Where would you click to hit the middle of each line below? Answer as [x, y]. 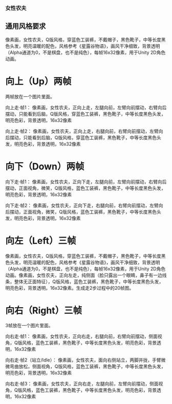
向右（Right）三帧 [44, 310]
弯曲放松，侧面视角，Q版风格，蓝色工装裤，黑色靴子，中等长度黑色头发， [88, 367]
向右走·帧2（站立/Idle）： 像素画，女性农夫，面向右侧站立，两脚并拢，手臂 [83, 360]
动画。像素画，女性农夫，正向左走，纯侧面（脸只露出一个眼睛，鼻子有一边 [84, 275]
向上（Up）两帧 [38, 81]
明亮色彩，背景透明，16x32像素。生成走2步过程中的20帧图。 [70, 288]
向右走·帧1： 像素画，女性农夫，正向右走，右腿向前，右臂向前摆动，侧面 [81, 336]
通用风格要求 [26, 26]
